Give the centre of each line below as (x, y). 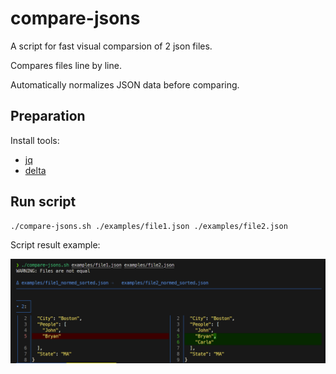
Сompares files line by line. (66, 65)
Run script (43, 202)
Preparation (48, 116)
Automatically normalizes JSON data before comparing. (125, 84)
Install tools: (35, 140)
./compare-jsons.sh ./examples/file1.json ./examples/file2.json (149, 226)
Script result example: (55, 245)
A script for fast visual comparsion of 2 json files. (111, 46)
